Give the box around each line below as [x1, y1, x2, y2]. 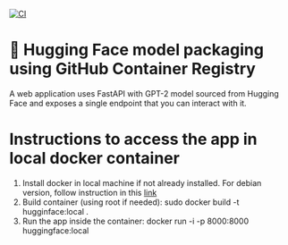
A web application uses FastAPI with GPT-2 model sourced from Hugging [9, 88, 279, 98]
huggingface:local [21, 224, 89, 236]
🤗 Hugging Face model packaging [9, 40, 264, 60]
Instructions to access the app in [9, 130, 258, 149]
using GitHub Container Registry [9, 59, 257, 80]
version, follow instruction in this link [21, 187, 157, 198]
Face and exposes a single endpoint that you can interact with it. [9, 97, 248, 108]
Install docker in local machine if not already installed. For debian [21, 177, 262, 188]
